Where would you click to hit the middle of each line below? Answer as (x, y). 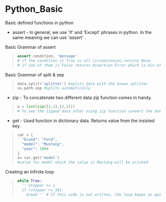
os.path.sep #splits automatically (54, 88)
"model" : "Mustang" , (43, 144)
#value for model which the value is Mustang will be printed (83, 163)
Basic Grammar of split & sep (35, 74)
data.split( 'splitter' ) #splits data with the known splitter (83, 84)
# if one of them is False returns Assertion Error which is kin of (89, 65)
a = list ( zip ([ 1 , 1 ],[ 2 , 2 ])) (46, 107)
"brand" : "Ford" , (40, 139)
